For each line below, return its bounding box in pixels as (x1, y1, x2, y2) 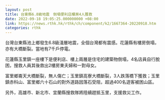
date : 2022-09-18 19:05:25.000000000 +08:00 (5, 16, 99, 21)
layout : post (5, 7, 32, 12)
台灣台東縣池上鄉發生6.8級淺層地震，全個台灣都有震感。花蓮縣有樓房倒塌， (5, 40, 160, 46)
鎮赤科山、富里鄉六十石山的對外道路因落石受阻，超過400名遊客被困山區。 (5, 79, 157, 85)
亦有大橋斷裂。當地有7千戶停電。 (5, 46, 73, 52)
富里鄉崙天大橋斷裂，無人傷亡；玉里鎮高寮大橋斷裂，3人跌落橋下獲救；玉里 (5, 73, 160, 79)
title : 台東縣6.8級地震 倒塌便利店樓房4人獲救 (5, 12, 93, 17)
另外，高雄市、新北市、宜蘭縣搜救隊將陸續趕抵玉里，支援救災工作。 (5, 90, 144, 96)
